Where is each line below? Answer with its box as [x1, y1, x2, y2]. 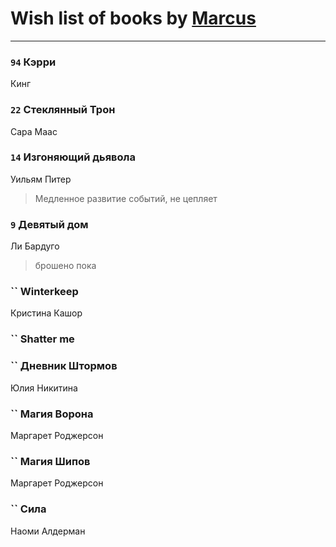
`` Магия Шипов [10, 454, 91, 468]
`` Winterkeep [10, 285, 79, 299]
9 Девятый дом [10, 217, 89, 231]
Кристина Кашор [10, 307, 83, 319]
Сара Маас [10, 125, 58, 137]
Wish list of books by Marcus [10, 7, 257, 30]
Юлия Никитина [10, 382, 78, 394]
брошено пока [34, 260, 97, 272]
